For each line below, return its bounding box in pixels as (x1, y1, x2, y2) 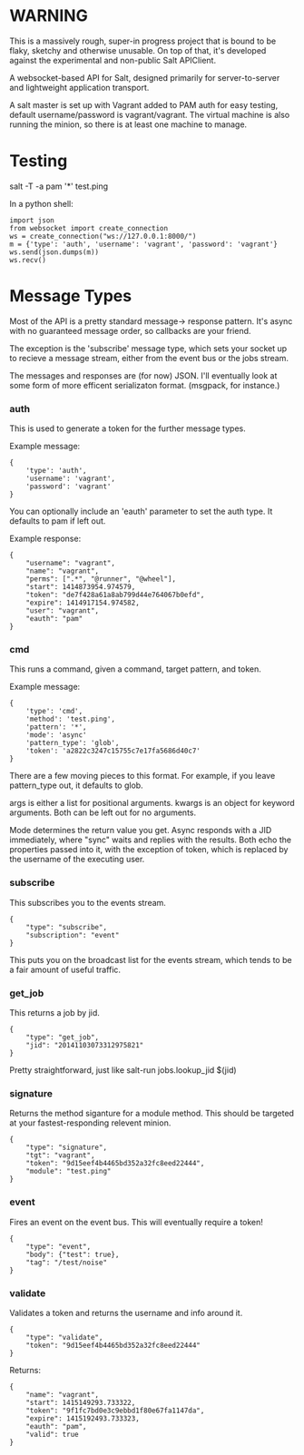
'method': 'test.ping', (25, 714, 116, 724)
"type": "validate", (25, 1332, 103, 1342)
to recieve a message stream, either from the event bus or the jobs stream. (9, 352, 289, 363)
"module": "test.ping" (25, 1167, 112, 1176)
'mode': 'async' (25, 731, 88, 740)
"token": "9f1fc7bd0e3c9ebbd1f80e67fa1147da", (25, 1406, 205, 1415)
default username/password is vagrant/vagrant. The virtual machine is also (9, 109, 290, 120)
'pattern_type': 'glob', (25, 739, 120, 748)
